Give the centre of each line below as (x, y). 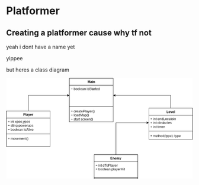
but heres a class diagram (38, 70)
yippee (15, 58)
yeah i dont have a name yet (41, 47)
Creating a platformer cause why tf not (79, 33)
